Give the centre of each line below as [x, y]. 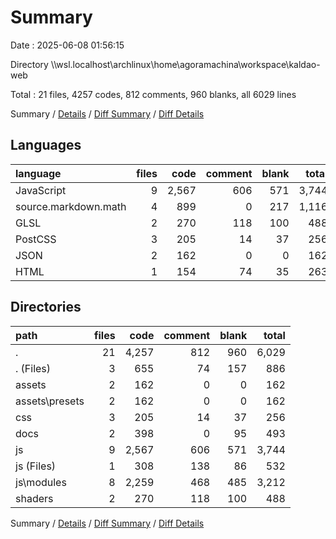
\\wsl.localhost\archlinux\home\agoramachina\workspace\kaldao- [185, 64]
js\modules [41, 482]
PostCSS [36, 239]
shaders [34, 498]
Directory [29, 64]
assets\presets [50, 401]
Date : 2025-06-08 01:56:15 [67, 45]
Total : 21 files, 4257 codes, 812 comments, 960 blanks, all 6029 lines [153, 94]
